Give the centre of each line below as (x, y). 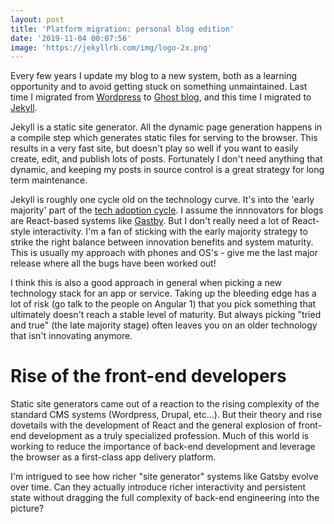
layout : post (37, 19)
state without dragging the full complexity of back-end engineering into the (165, 498)
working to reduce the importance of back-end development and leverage (163, 447)
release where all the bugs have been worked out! (113, 263)
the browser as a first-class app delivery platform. (113, 457)
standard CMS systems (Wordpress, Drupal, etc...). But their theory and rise (166, 415)
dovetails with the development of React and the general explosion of (153, 425)
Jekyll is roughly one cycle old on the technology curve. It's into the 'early (162, 200)
